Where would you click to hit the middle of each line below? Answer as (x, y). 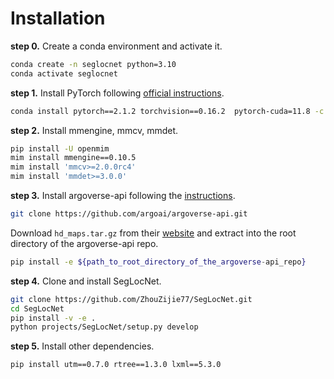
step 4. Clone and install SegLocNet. (86, 281)
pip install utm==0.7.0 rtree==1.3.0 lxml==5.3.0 (116, 365)
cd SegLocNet (37, 308)
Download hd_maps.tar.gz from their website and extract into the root (153, 233)
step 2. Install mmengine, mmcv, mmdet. (94, 130)
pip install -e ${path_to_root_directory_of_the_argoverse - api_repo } (158, 262)
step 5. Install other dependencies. (82, 346)
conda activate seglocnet (64, 73)
